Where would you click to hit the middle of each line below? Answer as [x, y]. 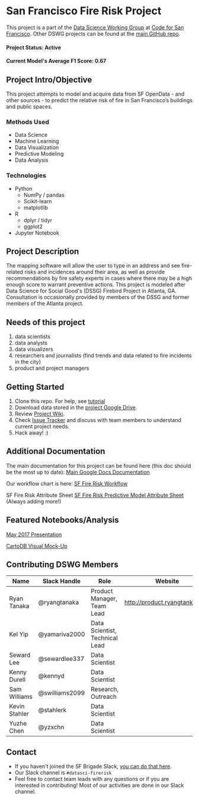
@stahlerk [52, 710]
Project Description [43, 251]
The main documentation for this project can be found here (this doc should [99, 465]
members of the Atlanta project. [45, 304]
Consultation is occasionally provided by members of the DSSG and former [98, 297]
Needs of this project [46, 322]
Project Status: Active [33, 47]
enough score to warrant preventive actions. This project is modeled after [96, 285]
